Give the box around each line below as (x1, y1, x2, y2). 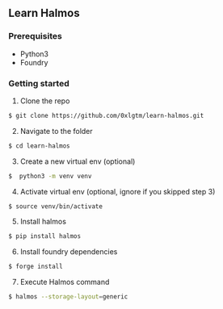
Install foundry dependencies (19, 247, 118, 257)
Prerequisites (8, 31, 62, 42)
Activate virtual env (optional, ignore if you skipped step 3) (19, 186, 216, 196)
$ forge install (8, 262, 63, 271)
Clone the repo (19, 96, 70, 106)
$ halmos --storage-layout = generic (8, 293, 128, 301)
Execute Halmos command (19, 278, 110, 287)
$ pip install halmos (8, 232, 82, 240)
